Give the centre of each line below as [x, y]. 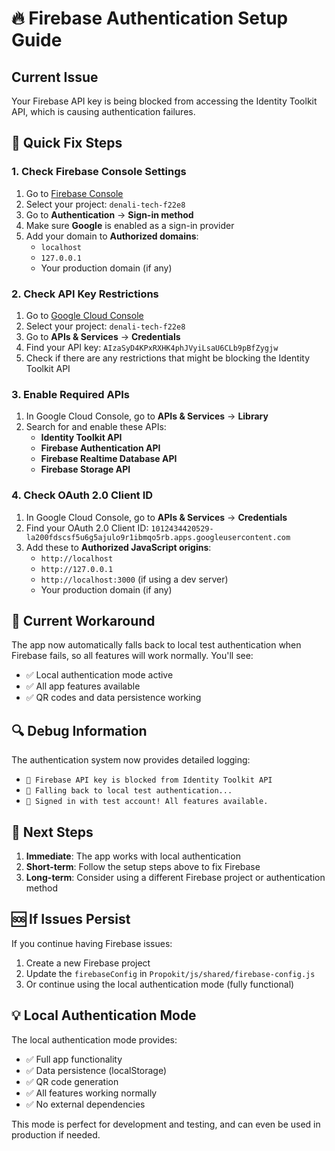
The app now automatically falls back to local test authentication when [156, 645]
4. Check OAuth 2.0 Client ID [82, 495]
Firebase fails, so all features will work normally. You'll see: [132, 656]
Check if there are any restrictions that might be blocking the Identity [167, 358]
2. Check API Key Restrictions [85, 294]
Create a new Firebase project [88, 963]
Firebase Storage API [85, 469]
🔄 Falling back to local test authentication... [129, 791]
